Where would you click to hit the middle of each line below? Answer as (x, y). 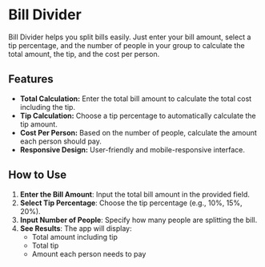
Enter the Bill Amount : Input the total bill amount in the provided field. (135, 194)
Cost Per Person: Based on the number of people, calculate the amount (139, 132)
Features (31, 79)
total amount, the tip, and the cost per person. (84, 54)
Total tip (45, 245)
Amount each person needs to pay (89, 253)
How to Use (38, 175)
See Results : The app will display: (76, 228)
